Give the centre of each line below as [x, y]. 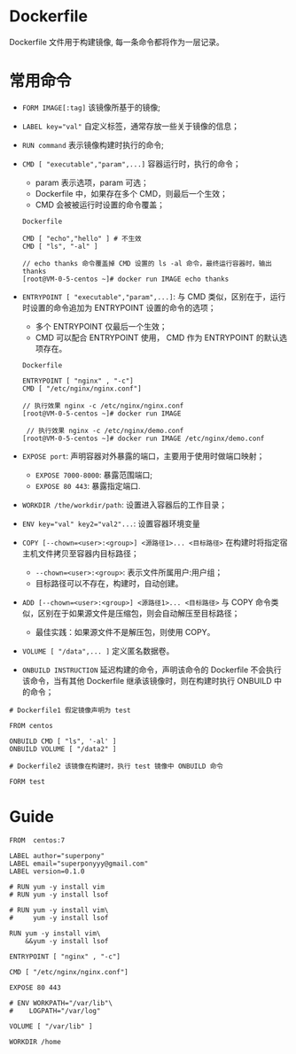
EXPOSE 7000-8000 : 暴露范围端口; [94, 475]
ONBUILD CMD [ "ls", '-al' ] [63, 741]
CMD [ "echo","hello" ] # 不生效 [82, 238]
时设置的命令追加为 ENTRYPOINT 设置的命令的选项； [119, 307]
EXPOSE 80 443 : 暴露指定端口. [88, 485]
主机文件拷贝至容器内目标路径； [80, 553]
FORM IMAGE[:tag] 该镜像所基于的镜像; [91, 107]
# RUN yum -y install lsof [59, 895]
